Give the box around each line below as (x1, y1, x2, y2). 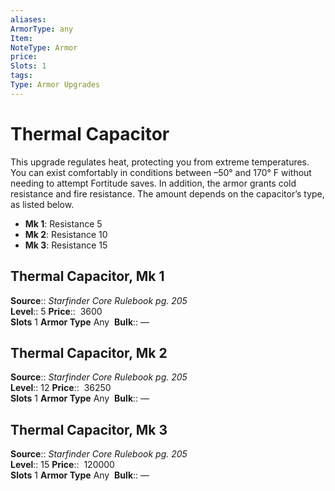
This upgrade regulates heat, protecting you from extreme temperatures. (10, 156, 310, 168)
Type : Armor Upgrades (10, 80, 101, 90)
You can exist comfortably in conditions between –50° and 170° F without (10, 166, 312, 178)
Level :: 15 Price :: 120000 (10, 459, 115, 471)
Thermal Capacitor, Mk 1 (10, 268, 165, 285)
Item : (10, 33, 33, 43)
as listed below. (10, 198, 75, 210)
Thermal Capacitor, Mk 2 (10, 344, 168, 361)
